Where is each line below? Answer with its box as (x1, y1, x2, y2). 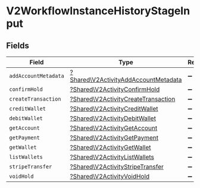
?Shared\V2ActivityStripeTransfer (70, 162, 164, 171)
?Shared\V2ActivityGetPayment (70, 134, 159, 142)
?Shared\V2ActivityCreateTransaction (70, 95, 176, 103)
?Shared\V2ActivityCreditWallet (70, 105, 158, 112)
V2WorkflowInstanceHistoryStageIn (6, 4, 190, 18)
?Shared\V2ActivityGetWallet (70, 143, 151, 151)
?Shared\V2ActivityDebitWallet (70, 114, 157, 123)
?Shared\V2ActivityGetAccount (70, 124, 158, 132)
